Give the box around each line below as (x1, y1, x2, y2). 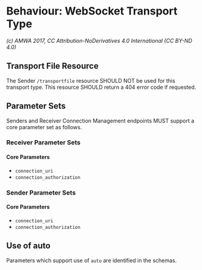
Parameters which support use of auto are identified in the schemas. (6, 257, 177, 264)
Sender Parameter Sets (6, 188, 76, 197)
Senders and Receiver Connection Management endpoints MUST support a (6, 117, 195, 124)
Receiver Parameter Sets (6, 138, 80, 147)
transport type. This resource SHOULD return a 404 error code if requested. (6, 83, 197, 91)
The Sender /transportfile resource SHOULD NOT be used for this (6, 77, 175, 84)
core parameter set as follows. (6, 123, 82, 130)
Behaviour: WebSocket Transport (6, 4, 178, 18)
